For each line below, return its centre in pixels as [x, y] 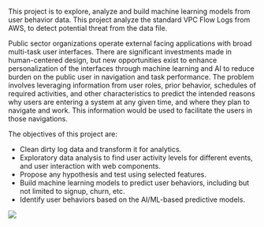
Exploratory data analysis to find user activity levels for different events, [136, 158]
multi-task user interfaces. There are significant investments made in [120, 52]
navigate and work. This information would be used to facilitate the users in [130, 110]
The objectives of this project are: [63, 134]
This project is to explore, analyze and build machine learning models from [129, 11]
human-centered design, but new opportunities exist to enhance [113, 60]
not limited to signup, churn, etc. [72, 191]
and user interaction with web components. [90, 166]
